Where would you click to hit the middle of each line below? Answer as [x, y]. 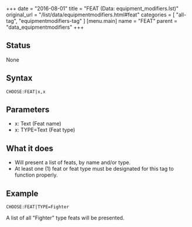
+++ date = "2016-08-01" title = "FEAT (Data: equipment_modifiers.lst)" [92, 9]
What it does [30, 148]
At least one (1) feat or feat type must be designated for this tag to [94, 169]
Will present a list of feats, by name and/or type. [72, 162]
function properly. [36, 175]
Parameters [28, 110]
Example [22, 193]
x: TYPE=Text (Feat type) [45, 130]
